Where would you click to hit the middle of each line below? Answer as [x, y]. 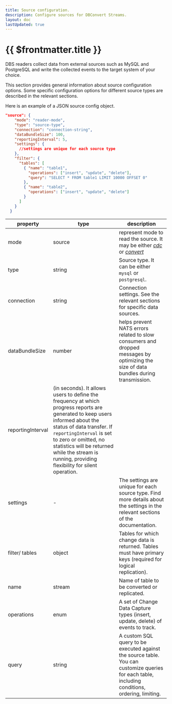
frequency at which [76, 401]
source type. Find [140, 493]
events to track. [137, 627]
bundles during [137, 373]
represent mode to [141, 232]
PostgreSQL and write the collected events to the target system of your [80, 69]
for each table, [136, 674]
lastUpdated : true [25, 24]
